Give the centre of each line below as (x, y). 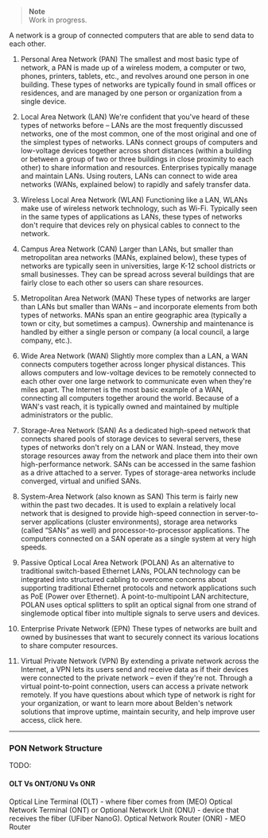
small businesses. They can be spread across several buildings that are (138, 274)
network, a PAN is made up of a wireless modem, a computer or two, (133, 68)
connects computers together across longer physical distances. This (133, 364)
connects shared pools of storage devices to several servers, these (131, 439)
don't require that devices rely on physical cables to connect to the (130, 225)
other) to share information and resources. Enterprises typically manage (138, 167)
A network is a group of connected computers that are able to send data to (132, 35)
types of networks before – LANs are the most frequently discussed (132, 125)
